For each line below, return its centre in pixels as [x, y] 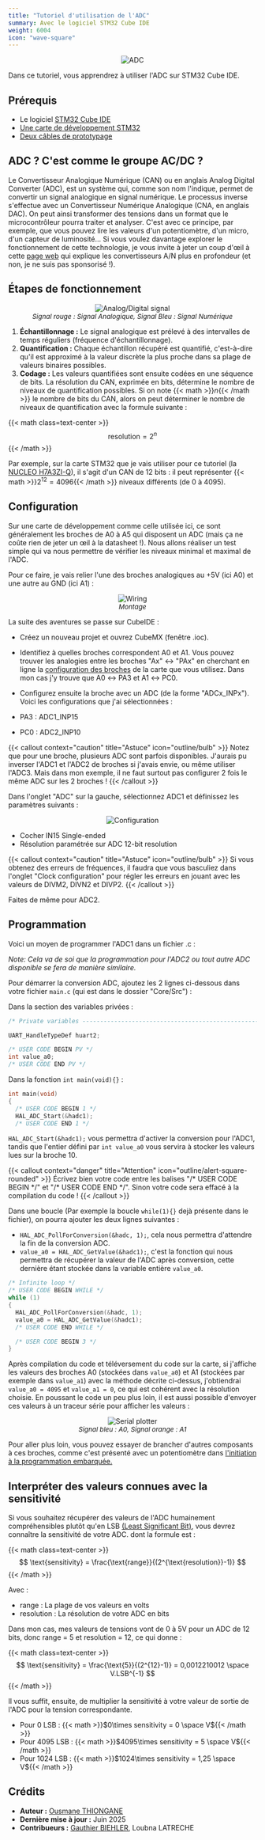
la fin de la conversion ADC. [65, 1243]
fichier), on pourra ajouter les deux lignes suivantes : [94, 1220]
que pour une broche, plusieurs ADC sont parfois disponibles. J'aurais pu [127, 756]
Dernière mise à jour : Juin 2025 [73, 1819]
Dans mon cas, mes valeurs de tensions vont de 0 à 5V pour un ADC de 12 [129, 1629]
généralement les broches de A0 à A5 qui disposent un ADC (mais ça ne [126, 534]
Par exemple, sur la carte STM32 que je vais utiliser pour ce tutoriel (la [123, 464]
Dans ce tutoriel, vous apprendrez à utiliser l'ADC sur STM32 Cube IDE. [124, 75]
